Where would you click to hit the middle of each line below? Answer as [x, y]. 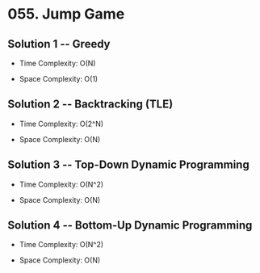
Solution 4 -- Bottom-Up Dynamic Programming [130, 226]
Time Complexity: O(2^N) [61, 124]
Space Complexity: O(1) [59, 79]
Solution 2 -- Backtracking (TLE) [90, 105]
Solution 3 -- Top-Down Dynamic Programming [128, 165]
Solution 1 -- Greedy [59, 44]
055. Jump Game [66, 14]
